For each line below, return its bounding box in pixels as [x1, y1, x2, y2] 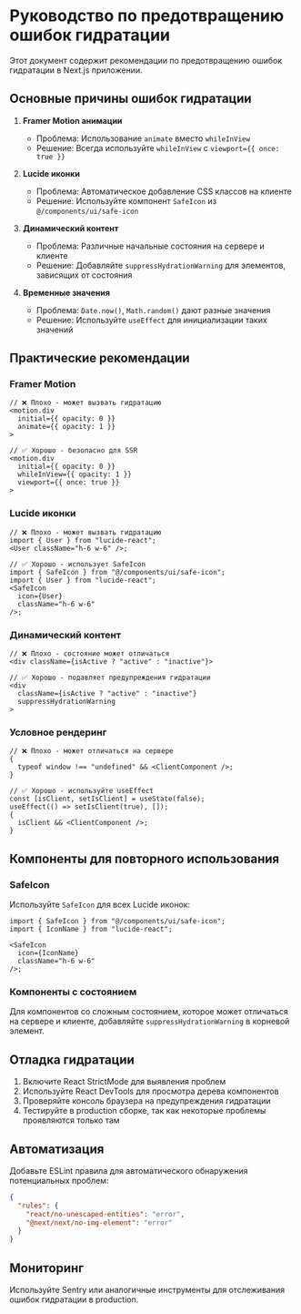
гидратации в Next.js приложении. [9, 65, 143, 76]
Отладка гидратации [9, 1052, 135, 1067]
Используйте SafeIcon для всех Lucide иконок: [9, 899, 191, 911]
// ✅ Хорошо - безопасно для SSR [9, 446, 138, 455]
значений [35, 324, 74, 335]
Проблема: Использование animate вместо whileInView [35, 133, 251, 144]
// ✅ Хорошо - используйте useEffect [9, 787, 155, 796]
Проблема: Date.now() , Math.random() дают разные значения [35, 304, 271, 315]
